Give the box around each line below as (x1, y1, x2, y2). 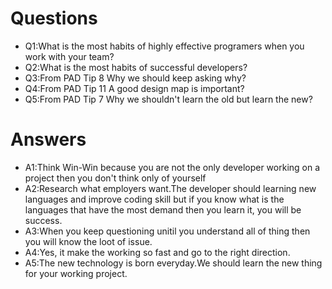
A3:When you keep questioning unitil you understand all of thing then (24, 225, 311, 237)
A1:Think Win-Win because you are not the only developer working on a (24, 161, 321, 173)
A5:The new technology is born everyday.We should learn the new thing (24, 257, 323, 269)
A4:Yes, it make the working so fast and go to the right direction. (24, 246, 291, 258)
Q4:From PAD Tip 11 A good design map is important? (24, 82, 245, 94)
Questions (10, 7, 98, 30)
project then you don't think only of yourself (24, 172, 207, 184)
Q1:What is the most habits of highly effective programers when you (24, 40, 305, 52)
